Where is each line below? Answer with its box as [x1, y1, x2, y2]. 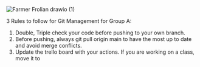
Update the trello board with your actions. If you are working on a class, [15, 48, 195, 56]
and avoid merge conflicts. [15, 42, 82, 49]
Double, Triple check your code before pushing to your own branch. [15, 29, 185, 36]
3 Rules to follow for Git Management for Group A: [6, 18, 132, 24]
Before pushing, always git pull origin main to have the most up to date [15, 36, 192, 42]
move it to [15, 55, 41, 62]
